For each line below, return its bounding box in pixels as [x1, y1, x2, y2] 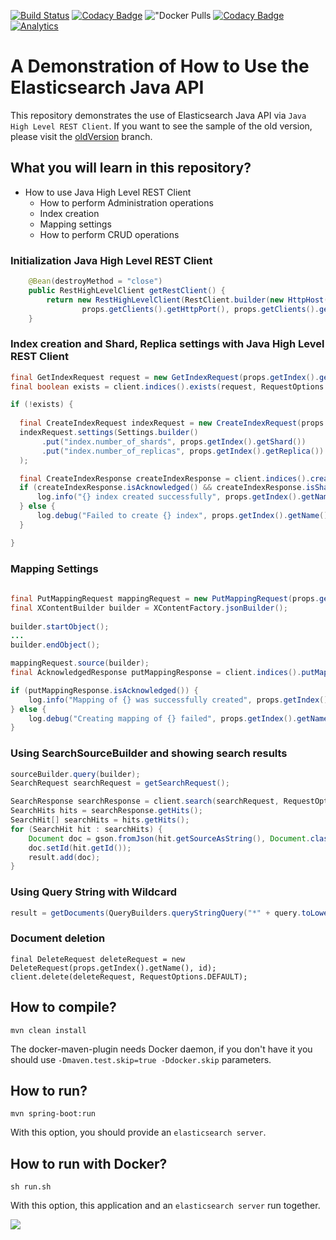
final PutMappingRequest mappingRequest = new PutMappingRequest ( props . [10, 593, 320, 604]
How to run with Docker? [10, 1155, 168, 1172]
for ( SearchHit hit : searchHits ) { [10, 824, 163, 834]
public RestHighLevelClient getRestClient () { [28, 285, 226, 295]
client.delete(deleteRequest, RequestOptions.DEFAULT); [10, 971, 248, 982]
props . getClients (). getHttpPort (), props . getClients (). [81, 304, 320, 314]
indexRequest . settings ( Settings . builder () [19, 428, 199, 438]
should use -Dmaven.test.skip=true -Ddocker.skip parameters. [10, 1053, 272, 1065]
